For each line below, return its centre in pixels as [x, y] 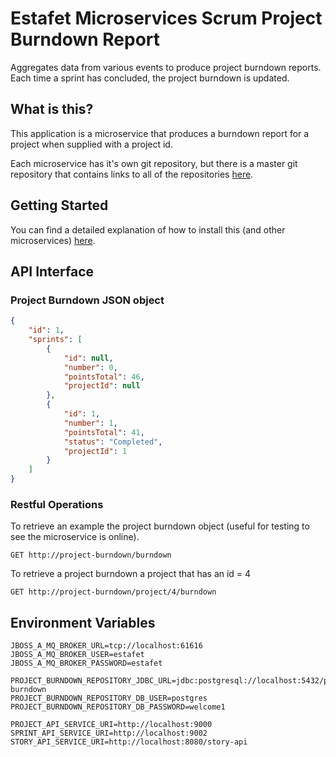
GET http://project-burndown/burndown [91, 555]
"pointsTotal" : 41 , [104, 432]
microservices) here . [53, 240]
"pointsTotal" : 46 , [104, 377]
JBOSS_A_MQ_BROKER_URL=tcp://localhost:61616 [106, 646]
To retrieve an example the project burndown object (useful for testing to [160, 526]
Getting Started [59, 205]
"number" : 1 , [90, 423]
